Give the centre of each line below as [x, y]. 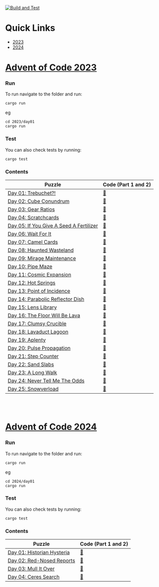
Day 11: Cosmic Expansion [40, 275]
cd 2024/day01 [20, 481]
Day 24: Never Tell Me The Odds [46, 381]
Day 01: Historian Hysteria [39, 552]
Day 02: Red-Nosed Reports [41, 561]
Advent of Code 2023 [51, 68]
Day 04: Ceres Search [34, 577]
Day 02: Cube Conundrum [39, 201]
